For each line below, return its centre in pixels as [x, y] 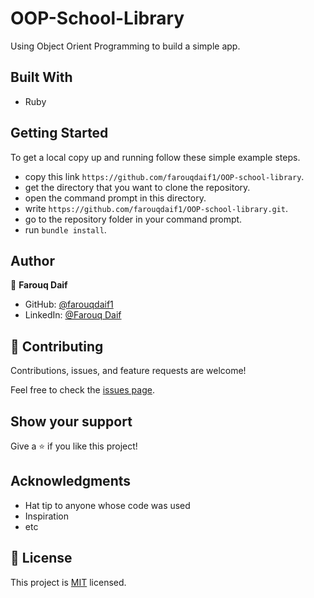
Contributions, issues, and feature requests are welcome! [128, 371]
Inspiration [46, 516]
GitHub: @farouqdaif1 [69, 304]
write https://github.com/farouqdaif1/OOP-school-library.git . [156, 208]
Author [32, 260]
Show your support [71, 421]
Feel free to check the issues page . [82, 390]
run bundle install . [65, 229]
